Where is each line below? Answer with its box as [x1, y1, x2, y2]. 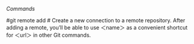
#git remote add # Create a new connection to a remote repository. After [6, 17, 186, 24]
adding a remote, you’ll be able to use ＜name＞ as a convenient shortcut [6, 24, 188, 31]
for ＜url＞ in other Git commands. [6, 31, 91, 39]
